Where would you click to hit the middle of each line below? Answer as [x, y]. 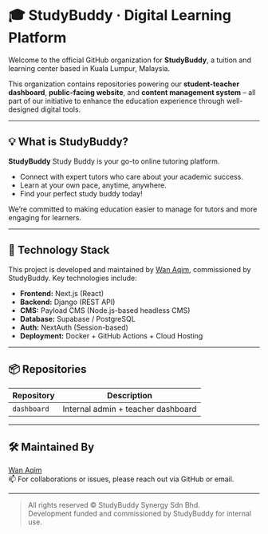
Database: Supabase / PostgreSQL [77, 318]
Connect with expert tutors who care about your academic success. [131, 176]
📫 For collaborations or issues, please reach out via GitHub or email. [121, 479]
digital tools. [61, 109]
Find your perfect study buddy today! [81, 193]
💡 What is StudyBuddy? [69, 142]
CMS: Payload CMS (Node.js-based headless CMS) [105, 310]
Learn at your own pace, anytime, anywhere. [93, 185]
